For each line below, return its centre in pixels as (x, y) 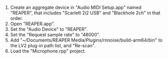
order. (16, 18)
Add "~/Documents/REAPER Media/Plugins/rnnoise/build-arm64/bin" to (86, 40)
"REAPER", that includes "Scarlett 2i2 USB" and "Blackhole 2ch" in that (85, 13)
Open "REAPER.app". (32, 24)
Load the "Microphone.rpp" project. (48, 51)
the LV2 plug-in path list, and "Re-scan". (53, 45)
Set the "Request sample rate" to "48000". (55, 35)
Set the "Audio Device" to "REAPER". (49, 29)
